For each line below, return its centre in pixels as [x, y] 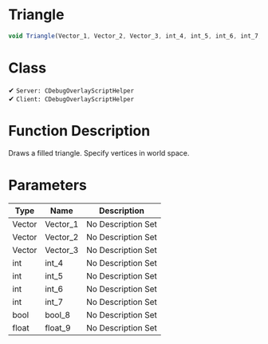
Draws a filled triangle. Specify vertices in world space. [99, 152]
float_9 [58, 327]
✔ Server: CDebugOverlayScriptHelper [71, 90]
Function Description [79, 130]
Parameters [48, 185]
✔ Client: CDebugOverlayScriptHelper [71, 98]
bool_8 [57, 314]
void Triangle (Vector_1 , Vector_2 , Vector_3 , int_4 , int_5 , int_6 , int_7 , [135, 36]
